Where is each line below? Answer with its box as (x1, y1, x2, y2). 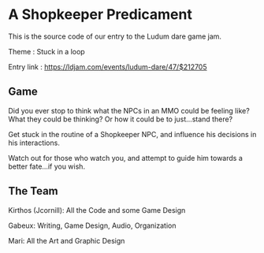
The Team (8, 184, 59, 198)
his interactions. (8, 138, 61, 147)
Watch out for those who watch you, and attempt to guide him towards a (8, 153, 243, 162)
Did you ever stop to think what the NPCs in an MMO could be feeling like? (8, 106, 250, 115)
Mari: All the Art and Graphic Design (8, 236, 125, 245)
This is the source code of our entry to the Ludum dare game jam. (8, 32, 222, 41)
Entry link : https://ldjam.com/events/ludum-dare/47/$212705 (8, 61, 207, 72)
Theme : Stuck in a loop (8, 47, 85, 56)
